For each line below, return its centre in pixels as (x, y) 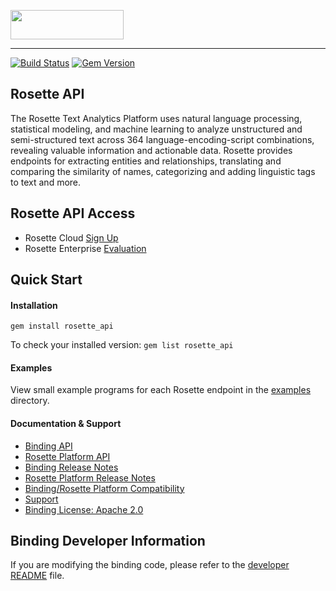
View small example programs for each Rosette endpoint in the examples (161, 390)
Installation (34, 305)
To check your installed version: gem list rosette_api (122, 345)
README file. (37, 576)
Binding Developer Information (108, 541)
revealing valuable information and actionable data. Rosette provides (151, 150)
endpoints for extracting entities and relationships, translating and (146, 161)
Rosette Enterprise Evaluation (85, 248)
